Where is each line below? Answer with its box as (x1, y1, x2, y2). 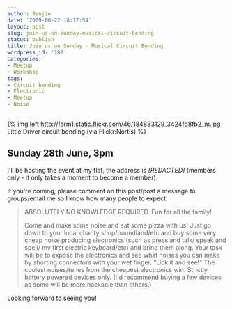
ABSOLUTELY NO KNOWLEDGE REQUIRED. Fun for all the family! (24, 207, 212, 216)
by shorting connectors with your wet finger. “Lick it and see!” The (24, 258, 215, 267)
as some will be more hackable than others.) (24, 280, 152, 289)
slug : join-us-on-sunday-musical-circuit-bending (7, 29, 155, 37)
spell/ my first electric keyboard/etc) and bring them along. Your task (24, 243, 223, 251)
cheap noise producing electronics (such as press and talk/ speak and (24, 236, 226, 244)
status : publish (7, 36, 54, 43)
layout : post (7, 23, 45, 30)
